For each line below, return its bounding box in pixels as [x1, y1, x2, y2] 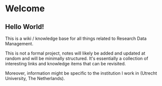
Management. [5, 41, 34, 47]
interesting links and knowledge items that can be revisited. [5, 61, 126, 66]
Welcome [5, 3, 45, 14]
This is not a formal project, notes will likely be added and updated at [5, 50, 146, 56]
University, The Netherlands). [5, 76, 65, 81]
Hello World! [5, 23, 44, 31]
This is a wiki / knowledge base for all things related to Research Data [5, 35, 147, 41]
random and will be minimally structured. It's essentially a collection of [5, 56, 148, 61]
